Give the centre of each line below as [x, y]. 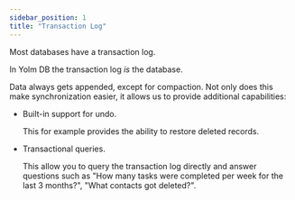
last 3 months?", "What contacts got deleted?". [109, 185]
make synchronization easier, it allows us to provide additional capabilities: [148, 96]
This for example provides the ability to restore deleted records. [141, 131]
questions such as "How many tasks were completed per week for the [153, 176]
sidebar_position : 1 [48, 18]
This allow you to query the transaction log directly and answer [139, 166]
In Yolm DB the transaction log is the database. [96, 69]
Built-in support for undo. [69, 114]
